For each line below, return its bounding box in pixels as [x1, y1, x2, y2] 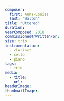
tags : [5, 61, 16, 66]
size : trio [5, 39, 27, 44]
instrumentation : [5, 43, 40, 48]
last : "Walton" [9, 16, 40, 21]
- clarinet [9, 48, 32, 52]
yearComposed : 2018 [5, 30, 45, 34]
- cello [9, 52, 25, 57]
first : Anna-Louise [9, 12, 49, 17]
